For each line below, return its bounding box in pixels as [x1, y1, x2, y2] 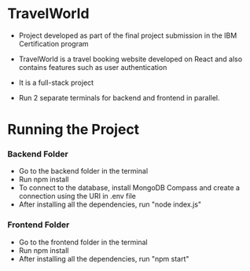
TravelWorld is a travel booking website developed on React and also [18, 54, 243, 64]
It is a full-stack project [18, 78, 94, 87]
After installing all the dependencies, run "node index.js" [18, 200, 202, 209]
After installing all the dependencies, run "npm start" [18, 254, 189, 263]
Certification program [18, 38, 89, 48]
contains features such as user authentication [18, 62, 167, 71]
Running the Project [7, 121, 140, 138]
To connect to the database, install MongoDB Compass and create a [18, 183, 241, 192]
